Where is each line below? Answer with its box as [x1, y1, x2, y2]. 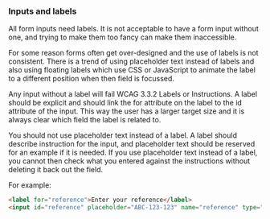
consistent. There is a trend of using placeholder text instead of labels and [8, 56, 255, 66]
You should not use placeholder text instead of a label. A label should [8, 130, 237, 140]
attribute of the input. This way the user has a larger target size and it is [8, 106, 245, 116]
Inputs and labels [8, 6, 77, 17]
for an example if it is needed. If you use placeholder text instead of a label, [8, 147, 258, 158]
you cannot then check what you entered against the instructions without [8, 156, 251, 166]
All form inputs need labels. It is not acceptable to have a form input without [8, 24, 259, 34]
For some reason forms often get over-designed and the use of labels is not [8, 48, 259, 58]
